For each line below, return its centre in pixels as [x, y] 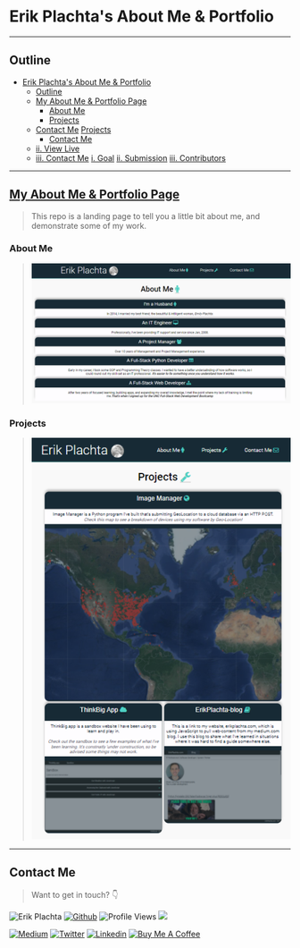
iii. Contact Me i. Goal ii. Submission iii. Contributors [130, 157]
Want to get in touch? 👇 [75, 894]
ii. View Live [58, 148]
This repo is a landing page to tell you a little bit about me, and [146, 216]
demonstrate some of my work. [89, 225]
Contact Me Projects [73, 129]
